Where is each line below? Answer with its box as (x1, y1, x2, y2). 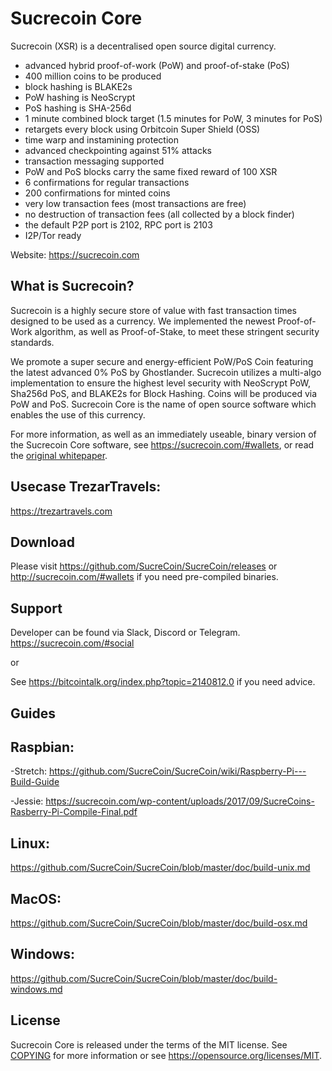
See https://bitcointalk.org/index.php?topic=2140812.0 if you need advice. (10, 676, 316, 688)
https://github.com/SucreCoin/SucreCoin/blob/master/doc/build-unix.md (10, 862, 311, 874)
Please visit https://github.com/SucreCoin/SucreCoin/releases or (10, 560, 278, 572)
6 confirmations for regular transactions (24, 176, 190, 188)
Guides (10, 705, 57, 722)
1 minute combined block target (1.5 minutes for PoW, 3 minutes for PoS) (24, 112, 323, 124)
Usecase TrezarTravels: (10, 478, 162, 496)
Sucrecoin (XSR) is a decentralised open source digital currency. (10, 40, 277, 52)
